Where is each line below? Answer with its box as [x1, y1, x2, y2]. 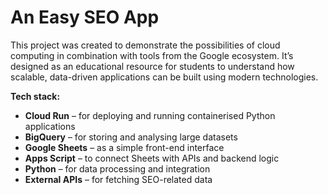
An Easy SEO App [10, 6, 160, 29]
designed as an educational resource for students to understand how [10, 60, 295, 72]
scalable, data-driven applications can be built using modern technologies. [10, 71, 319, 83]
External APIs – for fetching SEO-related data [24, 173, 213, 185]
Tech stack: [10, 90, 61, 102]
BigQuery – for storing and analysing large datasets [24, 131, 238, 143]
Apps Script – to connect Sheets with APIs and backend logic [24, 152, 280, 164]
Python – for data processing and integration [24, 162, 211, 175]
